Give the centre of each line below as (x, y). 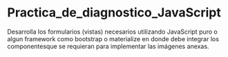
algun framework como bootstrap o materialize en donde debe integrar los (113, 38)
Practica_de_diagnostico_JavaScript (114, 13)
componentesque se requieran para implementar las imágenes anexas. (108, 46)
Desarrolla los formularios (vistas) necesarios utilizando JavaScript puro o (112, 32)
